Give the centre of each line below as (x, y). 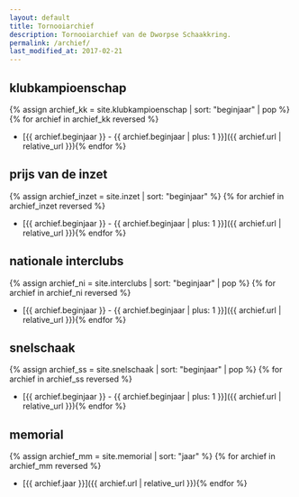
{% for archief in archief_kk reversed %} (84, 119)
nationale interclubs (67, 261)
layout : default (40, 18)
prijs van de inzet (59, 175)
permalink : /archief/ (50, 43)
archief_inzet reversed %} (58, 206)
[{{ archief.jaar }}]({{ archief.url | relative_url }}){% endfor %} (135, 483)
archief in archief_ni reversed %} (70, 292)
